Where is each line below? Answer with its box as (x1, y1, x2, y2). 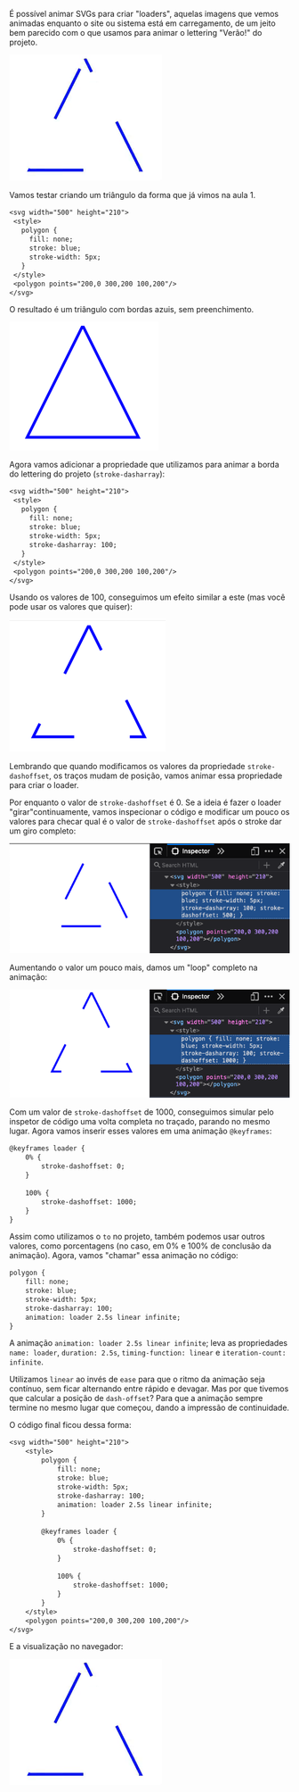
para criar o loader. (9, 780, 79, 790)
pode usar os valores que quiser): (9, 601, 133, 611)
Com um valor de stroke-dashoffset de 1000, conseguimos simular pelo (9, 1107, 274, 1117)
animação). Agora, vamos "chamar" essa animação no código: (9, 1249, 238, 1260)
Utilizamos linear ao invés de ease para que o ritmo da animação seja (9, 1373, 265, 1384)
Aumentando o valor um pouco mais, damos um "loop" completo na (9, 962, 258, 973)
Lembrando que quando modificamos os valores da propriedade (9, 761, 246, 771)
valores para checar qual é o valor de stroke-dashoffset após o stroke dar (9, 817, 282, 826)
